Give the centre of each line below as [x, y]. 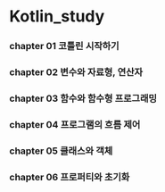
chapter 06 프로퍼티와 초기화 [70, 177]
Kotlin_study [57, 17]
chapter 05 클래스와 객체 [61, 151]
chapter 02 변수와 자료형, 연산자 [76, 72]
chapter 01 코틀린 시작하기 [64, 46]
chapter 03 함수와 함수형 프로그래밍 [83, 98]
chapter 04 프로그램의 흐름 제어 [75, 124]
